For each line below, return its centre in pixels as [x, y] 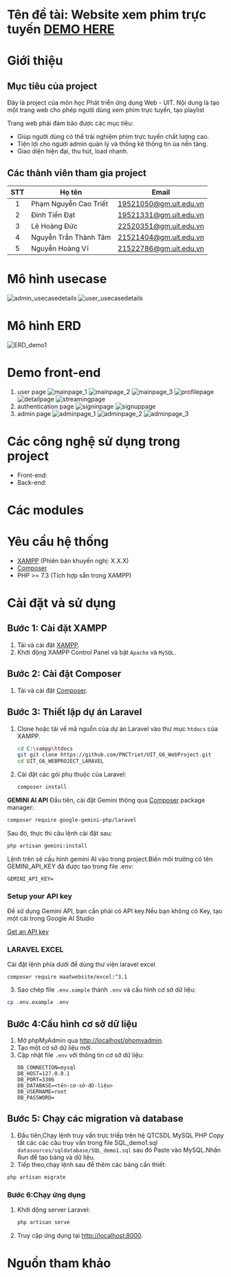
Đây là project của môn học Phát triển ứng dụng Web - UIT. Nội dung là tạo [113, 102]
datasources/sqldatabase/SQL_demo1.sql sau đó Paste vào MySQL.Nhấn [119, 1150]
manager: [21, 807]
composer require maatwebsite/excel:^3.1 [67, 977]
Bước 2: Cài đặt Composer [64, 674]
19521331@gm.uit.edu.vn [161, 215]
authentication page [45, 406]
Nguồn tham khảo [59, 1264]
